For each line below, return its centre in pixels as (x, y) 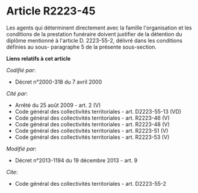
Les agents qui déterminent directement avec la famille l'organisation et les (99, 28)
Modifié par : (22, 149)
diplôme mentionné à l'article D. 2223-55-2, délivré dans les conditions (94, 40)
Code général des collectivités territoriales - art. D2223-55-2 (91, 183)
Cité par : (17, 93)
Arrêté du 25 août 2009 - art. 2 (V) (58, 105)
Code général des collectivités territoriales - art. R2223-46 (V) (92, 118)
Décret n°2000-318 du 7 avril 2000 (58, 82)
